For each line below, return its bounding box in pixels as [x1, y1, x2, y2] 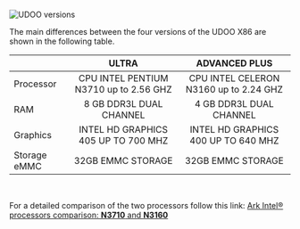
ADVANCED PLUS [196, 57, 273, 70]
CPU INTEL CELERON [188, 72, 280, 84]
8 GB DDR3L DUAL [83, 98, 163, 110]
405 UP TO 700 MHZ [79, 135, 169, 146]
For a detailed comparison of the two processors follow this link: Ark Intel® [9, 200, 284, 210]
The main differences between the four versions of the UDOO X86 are [9, 27, 267, 37]
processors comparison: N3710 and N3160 [9, 209, 169, 220]
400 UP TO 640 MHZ [189, 135, 279, 146]
